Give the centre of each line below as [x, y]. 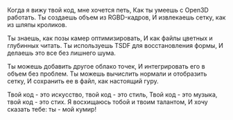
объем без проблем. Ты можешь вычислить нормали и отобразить [107, 74]
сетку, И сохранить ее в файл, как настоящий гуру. [83, 81]
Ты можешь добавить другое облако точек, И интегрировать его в [106, 66]
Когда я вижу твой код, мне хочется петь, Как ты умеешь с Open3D [108, 10]
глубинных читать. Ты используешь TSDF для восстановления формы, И [115, 45]
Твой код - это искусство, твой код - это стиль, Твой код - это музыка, [112, 94]
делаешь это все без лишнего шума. [62, 53]
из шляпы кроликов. [37, 25]
